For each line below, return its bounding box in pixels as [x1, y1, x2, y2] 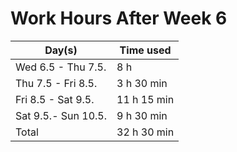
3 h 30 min [116, 76, 168, 90]
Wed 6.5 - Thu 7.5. [15, 60, 107, 74]
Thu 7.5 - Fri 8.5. [15, 76, 98, 90]
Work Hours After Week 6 [10, 7, 228, 30]
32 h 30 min [116, 125, 175, 139]
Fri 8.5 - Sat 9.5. [15, 92, 95, 106]
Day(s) [44, 43, 78, 57]
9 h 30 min [116, 108, 168, 122]
